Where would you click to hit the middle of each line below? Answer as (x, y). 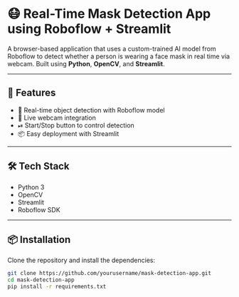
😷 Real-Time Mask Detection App (109, 14)
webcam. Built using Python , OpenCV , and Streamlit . (86, 63)
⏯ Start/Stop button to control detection (76, 125)
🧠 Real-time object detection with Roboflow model (91, 110)
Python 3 (31, 187)
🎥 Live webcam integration (57, 118)
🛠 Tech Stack (38, 166)
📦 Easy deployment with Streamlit (68, 133)
